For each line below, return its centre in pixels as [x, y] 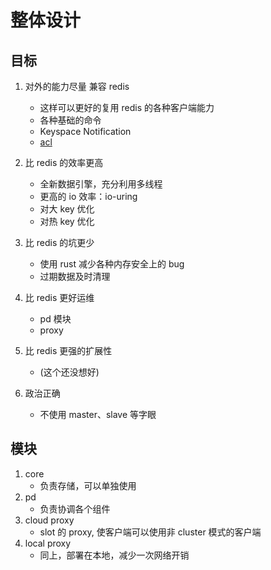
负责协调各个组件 [75, 508]
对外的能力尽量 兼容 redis [77, 86]
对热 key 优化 [67, 221]
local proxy [48, 543]
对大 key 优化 [67, 209]
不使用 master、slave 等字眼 [98, 414]
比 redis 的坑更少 [59, 242]
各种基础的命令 [70, 120]
